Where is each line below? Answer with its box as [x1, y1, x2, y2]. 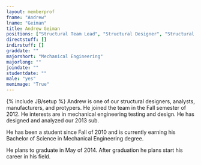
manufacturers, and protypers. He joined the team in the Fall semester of [6, 104, 187, 111]
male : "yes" [6, 76, 36, 82]
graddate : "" [6, 48, 39, 54]
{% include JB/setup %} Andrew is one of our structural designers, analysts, [6, 98, 195, 105]
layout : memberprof [6, 8, 55, 15]
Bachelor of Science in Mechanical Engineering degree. [6, 135, 144, 142]
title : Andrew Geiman [6, 25, 61, 32]
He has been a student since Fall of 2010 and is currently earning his [6, 128, 176, 136]
